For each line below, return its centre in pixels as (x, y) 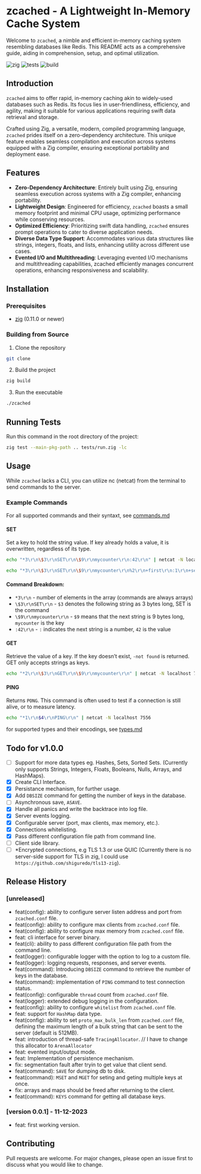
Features (23, 173)
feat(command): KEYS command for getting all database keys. (90, 1096)
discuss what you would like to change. (55, 1164)
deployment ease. (28, 154)
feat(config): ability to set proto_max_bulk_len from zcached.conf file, (99, 1020)
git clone (19, 358)
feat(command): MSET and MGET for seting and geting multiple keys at (98, 1077)
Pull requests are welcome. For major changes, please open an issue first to (100, 1158)
